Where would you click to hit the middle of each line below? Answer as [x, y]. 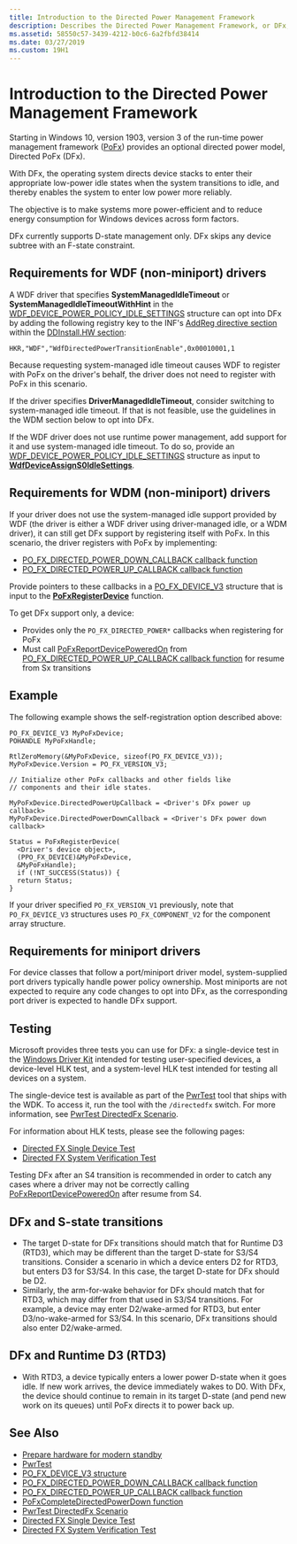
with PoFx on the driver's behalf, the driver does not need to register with [142, 374]
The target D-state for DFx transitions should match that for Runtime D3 [152, 1243]
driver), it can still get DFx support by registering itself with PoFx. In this [140, 533]
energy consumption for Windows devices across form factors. [124, 219]
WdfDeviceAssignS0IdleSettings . [72, 465]
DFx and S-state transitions [86, 1222]
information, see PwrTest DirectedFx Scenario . [94, 1114]
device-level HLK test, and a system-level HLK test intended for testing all [144, 1069]
